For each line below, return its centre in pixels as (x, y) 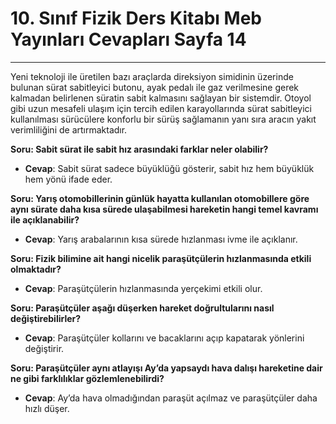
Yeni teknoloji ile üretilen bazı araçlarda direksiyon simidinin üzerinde (152, 76)
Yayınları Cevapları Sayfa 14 (128, 39)
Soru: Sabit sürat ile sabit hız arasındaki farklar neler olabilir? (139, 149)
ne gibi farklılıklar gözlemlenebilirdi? (87, 378)
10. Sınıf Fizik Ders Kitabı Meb (136, 18)
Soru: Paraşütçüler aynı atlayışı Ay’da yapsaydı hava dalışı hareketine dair (166, 368)
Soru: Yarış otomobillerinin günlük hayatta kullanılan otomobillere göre (160, 198)
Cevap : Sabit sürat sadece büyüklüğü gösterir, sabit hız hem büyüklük (169, 168)
